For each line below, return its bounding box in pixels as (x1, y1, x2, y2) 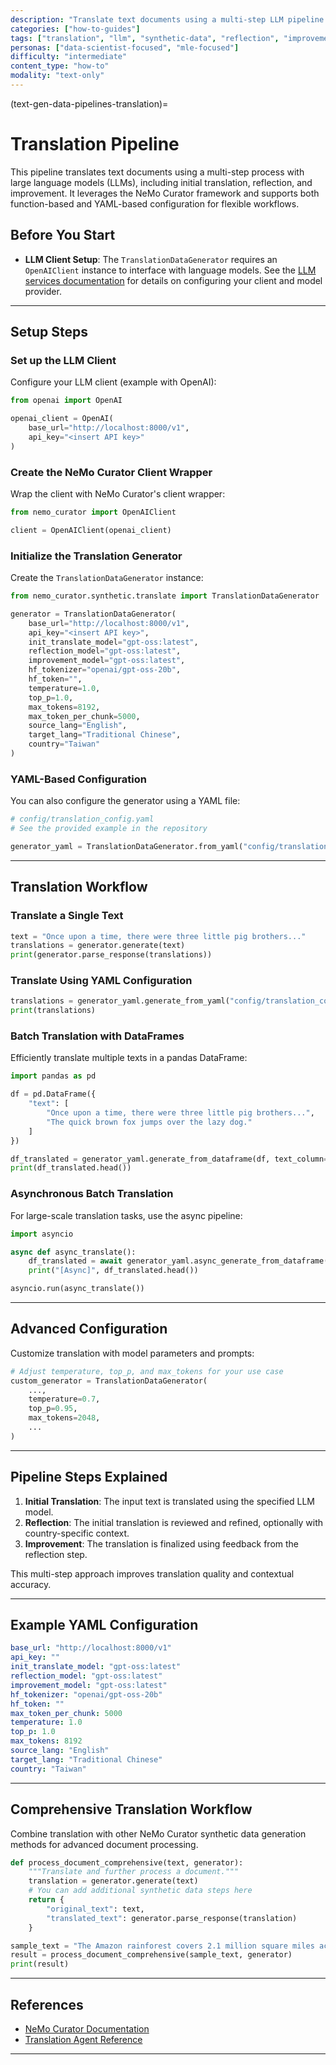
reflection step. (24, 1548, 88, 1560)
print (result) (10, 1959, 70, 1970)
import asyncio (10, 1229, 74, 1239)
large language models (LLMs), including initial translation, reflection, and (10, 176, 313, 188)
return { (28, 1895, 65, 1905)
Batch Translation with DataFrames (10, 1029, 185, 1043)
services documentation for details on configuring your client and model (24, 274, 323, 286)
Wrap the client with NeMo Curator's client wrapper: (10, 487, 226, 500)
